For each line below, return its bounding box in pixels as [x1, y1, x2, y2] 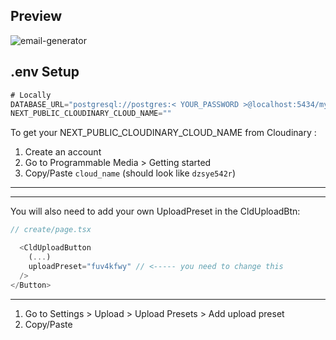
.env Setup [10, 64, 80, 81]
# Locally [10, 90, 52, 100]
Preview [10, 8, 63, 25]
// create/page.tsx [10, 225, 92, 235]
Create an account [24, 146, 102, 158]
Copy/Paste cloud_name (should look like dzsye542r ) [24, 167, 237, 179]
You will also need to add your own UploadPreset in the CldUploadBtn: [10, 205, 301, 218]
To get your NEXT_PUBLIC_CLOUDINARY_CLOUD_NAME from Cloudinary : [10, 127, 317, 139]
